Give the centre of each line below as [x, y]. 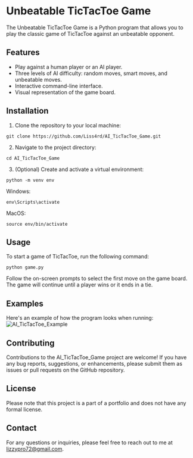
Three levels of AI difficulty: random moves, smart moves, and [91, 73]
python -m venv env [30, 180]
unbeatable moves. [38, 79]
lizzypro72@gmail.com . [35, 448]
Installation [27, 111]
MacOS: [16, 213]
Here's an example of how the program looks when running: [80, 318]
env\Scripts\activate [33, 202]
